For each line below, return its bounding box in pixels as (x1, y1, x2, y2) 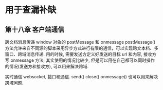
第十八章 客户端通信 (5, 25, 64, 34)
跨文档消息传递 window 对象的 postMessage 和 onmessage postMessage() (5, 39, 156, 45)
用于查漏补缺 (5, 4, 57, 16)
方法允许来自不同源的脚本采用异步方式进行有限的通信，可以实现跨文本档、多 (5, 45, 159, 51)
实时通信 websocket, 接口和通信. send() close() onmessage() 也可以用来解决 (5, 74, 158, 79)
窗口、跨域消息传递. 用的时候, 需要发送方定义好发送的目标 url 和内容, (5, 52, 143, 57)
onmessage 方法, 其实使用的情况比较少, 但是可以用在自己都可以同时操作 (10, 57, 155, 63)
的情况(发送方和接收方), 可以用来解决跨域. (5, 64, 89, 69)
